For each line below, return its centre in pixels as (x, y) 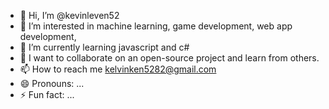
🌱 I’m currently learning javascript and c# (104, 47)
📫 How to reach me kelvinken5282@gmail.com (118, 69)
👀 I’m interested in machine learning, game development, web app (156, 26)
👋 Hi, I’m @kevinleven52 (69, 15)
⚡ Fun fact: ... (47, 94)
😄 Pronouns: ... (52, 83)
